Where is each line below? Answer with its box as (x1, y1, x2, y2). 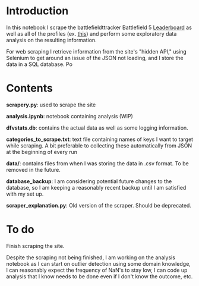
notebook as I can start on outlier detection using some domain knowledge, (6, 260, 191, 267)
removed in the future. (6, 166, 61, 173)
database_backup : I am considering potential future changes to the (6, 177, 172, 185)
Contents (6, 81, 53, 95)
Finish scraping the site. (6, 242, 65, 249)
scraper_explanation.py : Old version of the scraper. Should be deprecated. (6, 202, 192, 209)
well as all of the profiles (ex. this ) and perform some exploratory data (6, 30, 177, 37)
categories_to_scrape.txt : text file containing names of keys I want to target (6, 136, 194, 143)
